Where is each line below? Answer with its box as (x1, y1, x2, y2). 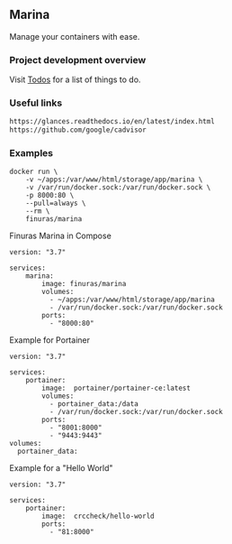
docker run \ (9, 167, 58, 177)
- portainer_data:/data (49, 400, 139, 409)
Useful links (9, 97, 63, 109)
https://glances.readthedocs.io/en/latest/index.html (9, 117, 216, 126)
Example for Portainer (9, 335, 90, 346)
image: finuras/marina (41, 280, 127, 289)
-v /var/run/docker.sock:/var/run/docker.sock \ (25, 183, 211, 192)
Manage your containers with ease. (9, 31, 140, 41)
